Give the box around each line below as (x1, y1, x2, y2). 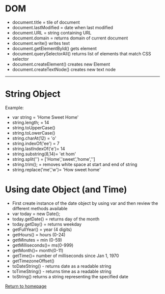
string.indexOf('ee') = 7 (12, 140, 60, 146)
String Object (5, 88, 60, 100)
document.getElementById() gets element (12, 45, 97, 51)
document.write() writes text (12, 40, 70, 46)
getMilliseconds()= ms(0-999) (12, 242, 74, 248)
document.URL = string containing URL (12, 30, 92, 36)
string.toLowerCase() (12, 130, 55, 136)
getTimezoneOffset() (12, 257, 55, 264)
